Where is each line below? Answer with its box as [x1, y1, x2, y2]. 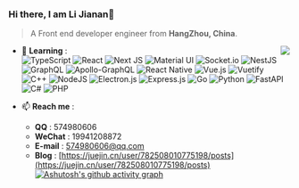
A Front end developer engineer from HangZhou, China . [29, 29, 238, 39]
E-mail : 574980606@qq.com [34, 141, 145, 151]
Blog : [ [34, 151, 62, 161]
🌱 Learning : [21, 45, 68, 56]
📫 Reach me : [21, 102, 75, 112]
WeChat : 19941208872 [34, 131, 122, 142]
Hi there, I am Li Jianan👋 [8, 8, 115, 20]
